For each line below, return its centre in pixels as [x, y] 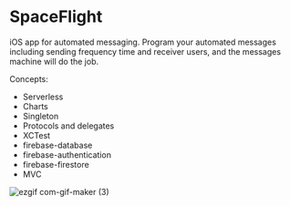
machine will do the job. [54, 61]
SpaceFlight [56, 17]
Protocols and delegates [68, 126]
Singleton [41, 116]
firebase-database [57, 145]
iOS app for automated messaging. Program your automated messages [143, 42]
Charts [35, 106]
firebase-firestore [56, 164]
